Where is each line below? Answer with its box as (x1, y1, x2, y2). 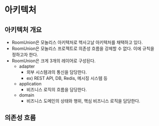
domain (19, 92, 35, 98)
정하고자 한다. (11, 52, 39, 57)
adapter (19, 63, 35, 69)
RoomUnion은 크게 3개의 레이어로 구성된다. (11, 58, 96, 64)
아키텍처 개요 (4, 25, 42, 34)
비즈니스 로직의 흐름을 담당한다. (26, 87, 87, 92)
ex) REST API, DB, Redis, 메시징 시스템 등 (26, 76, 108, 81)
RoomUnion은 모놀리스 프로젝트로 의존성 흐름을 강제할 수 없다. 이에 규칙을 (11, 46, 155, 51)
